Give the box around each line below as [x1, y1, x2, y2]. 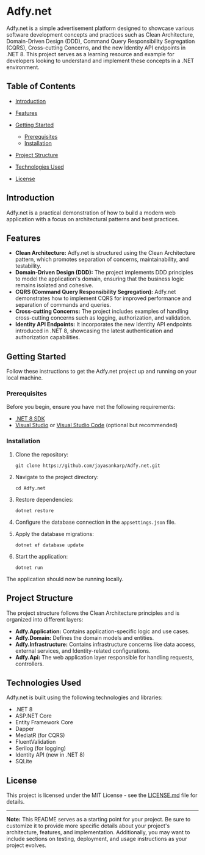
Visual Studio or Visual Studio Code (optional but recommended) [15, 422, 178, 429]
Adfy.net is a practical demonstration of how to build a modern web [6, 209, 176, 216]
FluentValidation [15, 738, 56, 746]
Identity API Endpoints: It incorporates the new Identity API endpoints [15, 321, 192, 328]
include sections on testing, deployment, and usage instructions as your [6, 835, 187, 843]
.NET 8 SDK [15, 415, 45, 422]
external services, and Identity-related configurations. [15, 647, 151, 655]
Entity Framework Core [15, 719, 73, 726]
